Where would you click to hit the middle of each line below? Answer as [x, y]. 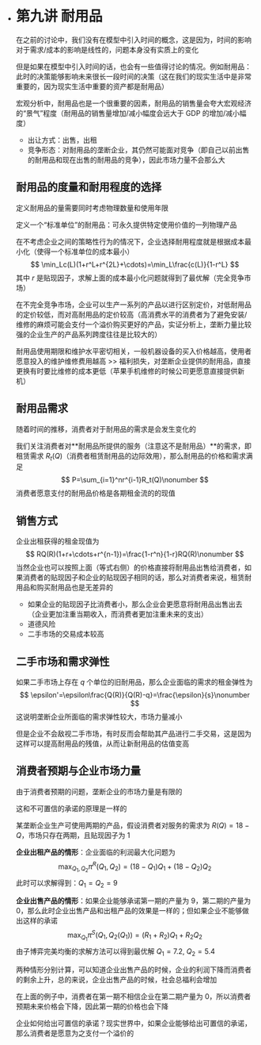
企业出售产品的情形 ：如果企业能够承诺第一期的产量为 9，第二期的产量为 [133, 901]
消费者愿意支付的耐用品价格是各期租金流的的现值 [95, 494]
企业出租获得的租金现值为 [57, 541]
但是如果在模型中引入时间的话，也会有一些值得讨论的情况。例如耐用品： [133, 66]
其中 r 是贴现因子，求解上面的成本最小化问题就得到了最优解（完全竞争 [130, 278]
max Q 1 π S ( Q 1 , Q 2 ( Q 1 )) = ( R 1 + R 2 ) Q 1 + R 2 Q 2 [135, 936]
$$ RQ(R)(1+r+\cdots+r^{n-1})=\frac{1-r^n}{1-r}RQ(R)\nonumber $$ [135, 554]
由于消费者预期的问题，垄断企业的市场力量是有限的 [99, 791]
